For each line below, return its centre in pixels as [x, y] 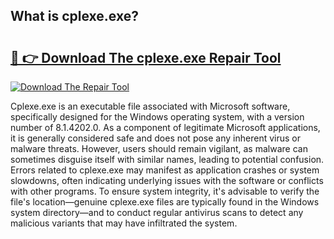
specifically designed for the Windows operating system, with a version [157, 117]
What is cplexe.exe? [74, 16]
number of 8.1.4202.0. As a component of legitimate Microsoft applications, [165, 127]
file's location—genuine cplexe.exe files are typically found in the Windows [165, 202]
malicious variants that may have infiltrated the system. [124, 223]
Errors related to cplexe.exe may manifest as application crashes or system [165, 170]
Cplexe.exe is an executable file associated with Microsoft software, [150, 106]
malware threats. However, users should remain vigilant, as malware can [159, 148]
